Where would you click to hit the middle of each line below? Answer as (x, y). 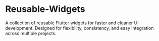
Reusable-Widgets (45, 9)
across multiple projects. (31, 33)
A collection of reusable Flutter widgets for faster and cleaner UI (72, 23)
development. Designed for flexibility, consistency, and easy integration (79, 28)
